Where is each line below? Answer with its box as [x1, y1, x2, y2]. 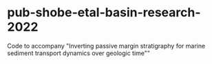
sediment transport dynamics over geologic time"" [7, 49, 150, 57]
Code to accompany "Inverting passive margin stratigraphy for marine [7, 42, 206, 50]
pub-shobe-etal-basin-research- [7, 5, 201, 20]
